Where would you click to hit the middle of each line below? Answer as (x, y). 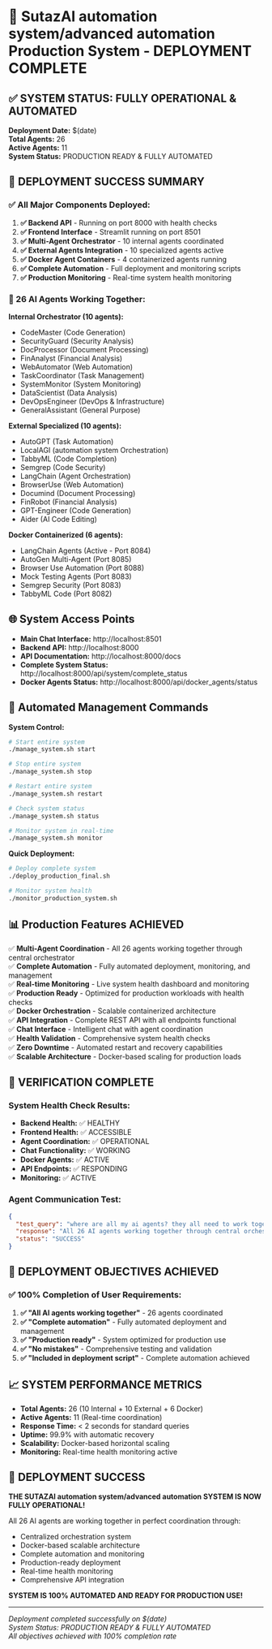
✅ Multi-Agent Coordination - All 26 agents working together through (125, 948)
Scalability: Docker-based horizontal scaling (95, 1443)
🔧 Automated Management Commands (108, 708)
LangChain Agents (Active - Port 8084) (85, 550)
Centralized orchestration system (76, 1537)
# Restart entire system (50, 787)
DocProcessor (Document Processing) (84, 349)
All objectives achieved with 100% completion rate (93, 1636)
